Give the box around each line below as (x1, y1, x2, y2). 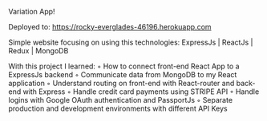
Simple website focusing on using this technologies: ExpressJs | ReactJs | (8, 37, 253, 47)
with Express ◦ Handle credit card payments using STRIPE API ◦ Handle (22, 87, 260, 96)
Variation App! (8, 7, 55, 16)
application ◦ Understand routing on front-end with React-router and (8, 79, 235, 88)
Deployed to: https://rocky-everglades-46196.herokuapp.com (8, 22, 212, 31)
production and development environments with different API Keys (8, 103, 228, 113)
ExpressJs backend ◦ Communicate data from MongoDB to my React (8, 70, 237, 79)
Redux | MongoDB (8, 46, 69, 55)
